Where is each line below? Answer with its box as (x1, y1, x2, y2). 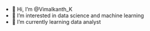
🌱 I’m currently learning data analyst (11, 18, 101, 25)
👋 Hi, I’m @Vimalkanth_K (11, 6, 73, 13)
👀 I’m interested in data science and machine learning (11, 12, 145, 19)
